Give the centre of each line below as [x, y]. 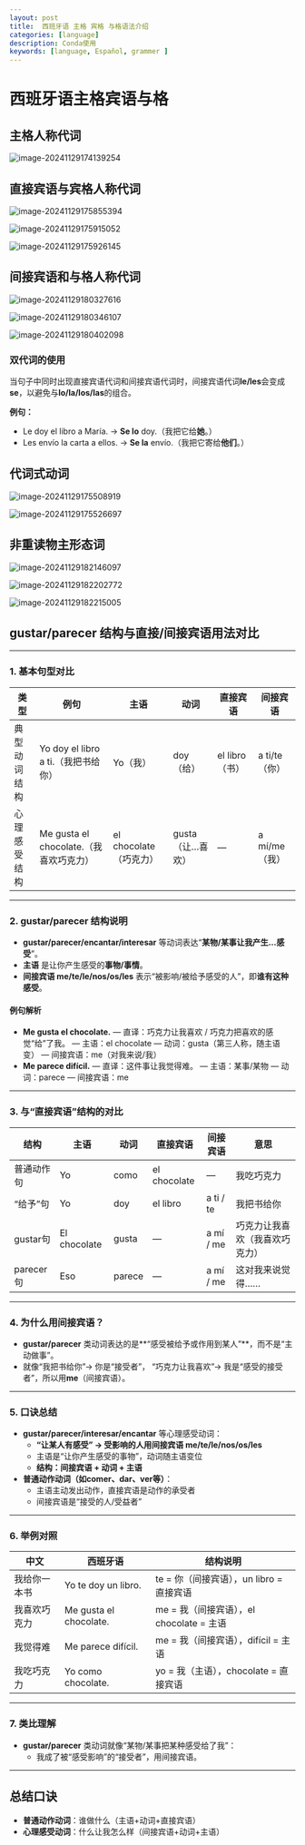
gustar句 [33, 1239]
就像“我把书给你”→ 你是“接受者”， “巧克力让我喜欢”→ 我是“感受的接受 [152, 1366]
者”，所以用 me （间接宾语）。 [76, 1378]
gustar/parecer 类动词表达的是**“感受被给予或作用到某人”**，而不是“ [153, 1343]
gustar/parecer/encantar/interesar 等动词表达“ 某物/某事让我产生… [149, 942]
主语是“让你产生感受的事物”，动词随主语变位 [119, 1457]
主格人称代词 [45, 136]
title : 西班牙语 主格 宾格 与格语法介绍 [79, 26]
